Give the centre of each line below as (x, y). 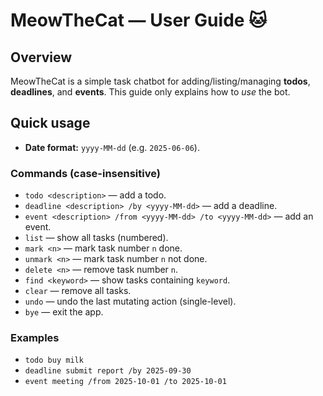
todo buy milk (54, 360)
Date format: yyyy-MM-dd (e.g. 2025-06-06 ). (112, 147)
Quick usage (50, 123)
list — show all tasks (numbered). (96, 238)
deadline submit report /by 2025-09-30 (108, 371)
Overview (41, 57)
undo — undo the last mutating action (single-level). (130, 301)
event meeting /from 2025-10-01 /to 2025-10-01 (125, 382)
